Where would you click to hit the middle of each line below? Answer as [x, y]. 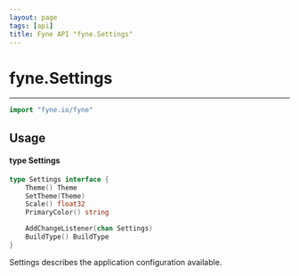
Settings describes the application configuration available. [116, 262]
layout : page [33, 17]
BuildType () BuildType [67, 237]
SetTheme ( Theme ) [56, 196]
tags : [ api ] [31, 26]
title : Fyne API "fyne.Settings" [71, 34]
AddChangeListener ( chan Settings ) [89, 229]
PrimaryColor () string [67, 213]
